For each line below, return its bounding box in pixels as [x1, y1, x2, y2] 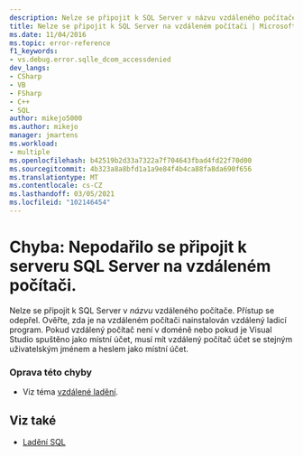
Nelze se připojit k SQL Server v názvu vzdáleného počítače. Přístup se [9, 304, 275, 316]
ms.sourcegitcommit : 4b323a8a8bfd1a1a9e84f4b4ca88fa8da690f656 [9, 164, 252, 173]
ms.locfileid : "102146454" [9, 198, 111, 208]
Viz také [9, 413, 57, 428]
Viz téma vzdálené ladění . [22, 386, 119, 397]
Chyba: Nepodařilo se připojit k [9, 237, 247, 257]
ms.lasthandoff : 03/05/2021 [9, 190, 115, 199]
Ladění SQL [22, 436, 66, 447]
